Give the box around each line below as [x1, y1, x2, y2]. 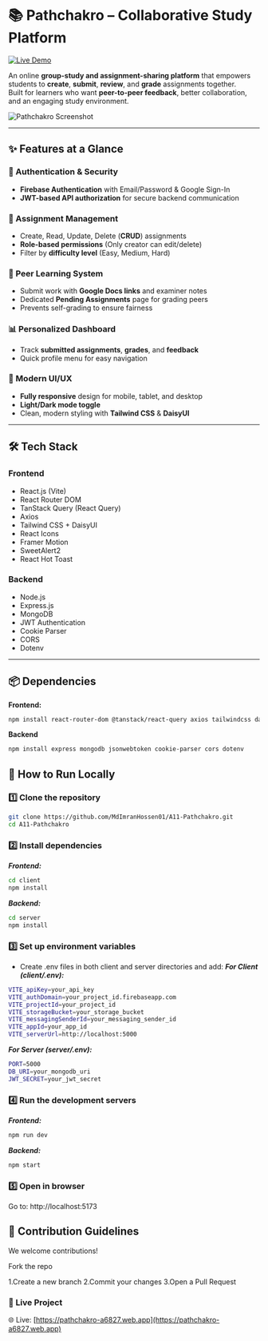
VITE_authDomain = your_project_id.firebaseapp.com [8, 993, 177, 1001]
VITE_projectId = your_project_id [8, 1001, 116, 1009]
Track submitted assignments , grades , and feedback [19, 344, 199, 354]
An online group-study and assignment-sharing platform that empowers [8, 70, 251, 80]
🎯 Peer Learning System [8, 268, 104, 279]
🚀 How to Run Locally [8, 767, 116, 781]
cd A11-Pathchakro [8, 820, 69, 828]
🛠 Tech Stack [8, 440, 78, 454]
